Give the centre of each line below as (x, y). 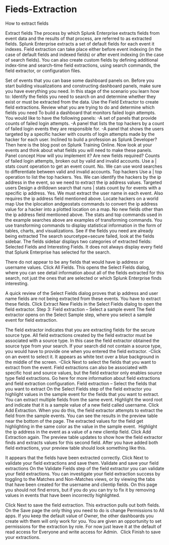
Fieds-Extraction (41, 9)
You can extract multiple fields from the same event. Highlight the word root (84, 400)
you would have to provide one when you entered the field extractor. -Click (83, 351)
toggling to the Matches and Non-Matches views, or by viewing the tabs (80, 479)
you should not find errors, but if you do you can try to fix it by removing (80, 490)
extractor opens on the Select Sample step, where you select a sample (79, 315)
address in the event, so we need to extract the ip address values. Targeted (84, 182)
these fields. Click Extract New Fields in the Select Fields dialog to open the (84, 304)
